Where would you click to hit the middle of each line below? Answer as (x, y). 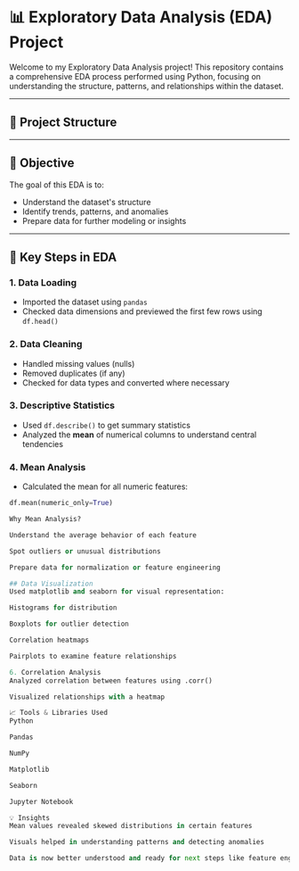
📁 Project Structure (63, 123)
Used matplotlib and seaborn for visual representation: (117, 592)
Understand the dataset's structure (86, 202)
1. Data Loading (43, 282)
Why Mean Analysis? (45, 519)
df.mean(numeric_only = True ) (61, 503)
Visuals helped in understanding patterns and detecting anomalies (137, 842)
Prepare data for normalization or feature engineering (115, 568)
